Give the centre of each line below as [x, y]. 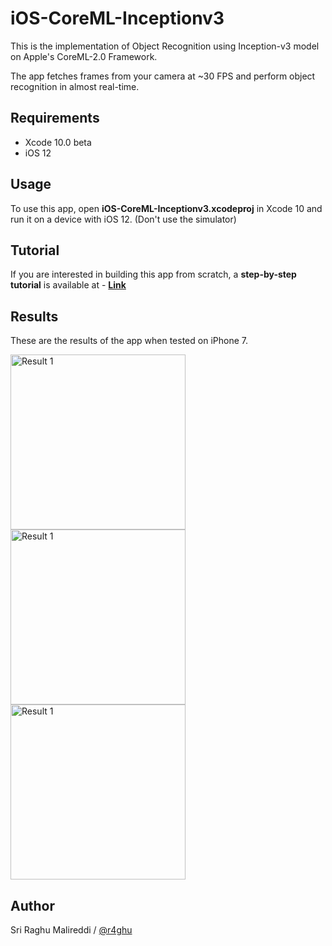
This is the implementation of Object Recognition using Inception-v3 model [165, 46]
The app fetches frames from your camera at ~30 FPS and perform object [163, 76]
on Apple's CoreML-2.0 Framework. [84, 56]
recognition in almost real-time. [75, 86]
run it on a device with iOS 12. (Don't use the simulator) [123, 219]
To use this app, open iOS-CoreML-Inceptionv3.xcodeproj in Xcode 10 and [166, 208]
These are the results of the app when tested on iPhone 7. [129, 341]
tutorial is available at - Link [68, 285]
